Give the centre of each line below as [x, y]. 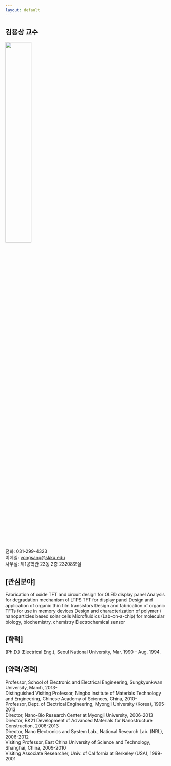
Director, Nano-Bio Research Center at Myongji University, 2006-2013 [79, 715]
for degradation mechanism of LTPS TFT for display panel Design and [79, 600]
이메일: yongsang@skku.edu [35, 558]
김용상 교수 [22, 32]
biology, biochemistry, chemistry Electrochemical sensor [65, 622]
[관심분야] [21, 582]
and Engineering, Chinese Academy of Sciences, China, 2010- [71, 698]
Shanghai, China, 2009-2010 [36, 747]
